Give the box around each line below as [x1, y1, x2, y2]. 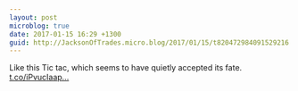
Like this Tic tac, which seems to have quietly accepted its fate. [9, 62, 243, 73]
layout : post [9, 12, 58, 22]
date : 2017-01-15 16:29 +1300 [9, 29, 122, 38]
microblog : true [9, 21, 70, 30]
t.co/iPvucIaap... [9, 72, 70, 83]
